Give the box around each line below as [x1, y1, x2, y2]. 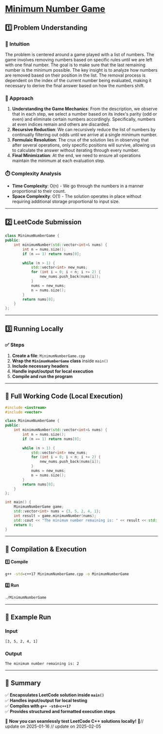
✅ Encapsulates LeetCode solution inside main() [5, 692, 104, 698]
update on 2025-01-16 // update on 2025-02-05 [5, 723, 101, 729]
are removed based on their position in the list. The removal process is [5, 72, 146, 78]
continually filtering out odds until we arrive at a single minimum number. [12, 132, 158, 138]
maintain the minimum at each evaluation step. [12, 158, 105, 164]
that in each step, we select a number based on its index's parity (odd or [12, 111, 157, 117]
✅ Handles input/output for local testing [5, 697, 87, 703]
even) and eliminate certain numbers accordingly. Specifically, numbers [12, 116, 156, 122]
